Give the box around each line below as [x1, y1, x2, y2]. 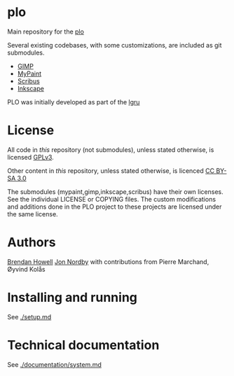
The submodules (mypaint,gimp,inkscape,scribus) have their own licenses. [7, 187, 223, 196]
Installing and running [7, 290, 138, 305]
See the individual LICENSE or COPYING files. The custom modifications [7, 195, 216, 203]
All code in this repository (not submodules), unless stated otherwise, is [7, 145, 214, 154]
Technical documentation [7, 337, 160, 353]
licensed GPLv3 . [7, 153, 54, 161]
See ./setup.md [7, 312, 52, 321]
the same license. [7, 209, 58, 218]
